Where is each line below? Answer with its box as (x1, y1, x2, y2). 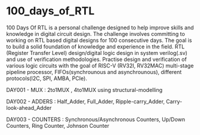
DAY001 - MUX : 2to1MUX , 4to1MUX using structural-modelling (6, 86, 163, 93)
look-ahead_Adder (6, 104, 52, 111)
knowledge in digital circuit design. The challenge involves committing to (6, 30, 185, 37)
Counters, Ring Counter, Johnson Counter (6, 122, 109, 129)
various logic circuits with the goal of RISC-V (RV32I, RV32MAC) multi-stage (6, 62, 194, 69)
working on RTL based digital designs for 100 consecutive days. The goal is (6, 36, 192, 44)
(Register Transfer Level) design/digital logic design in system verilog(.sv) (6, 49, 188, 56)
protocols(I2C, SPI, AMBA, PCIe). (6, 75, 88, 82)
